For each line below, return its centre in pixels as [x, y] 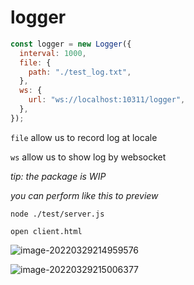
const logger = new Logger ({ [71, 44]
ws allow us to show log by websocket [88, 157]
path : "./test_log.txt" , [80, 72]
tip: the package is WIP [58, 176]
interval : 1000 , [53, 53]
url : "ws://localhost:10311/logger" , [107, 100]
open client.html [46, 231]
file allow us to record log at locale [84, 137]
